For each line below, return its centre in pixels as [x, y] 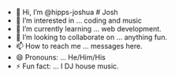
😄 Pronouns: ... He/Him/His [61, 57]
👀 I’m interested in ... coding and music [78, 20]
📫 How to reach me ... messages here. [79, 46]
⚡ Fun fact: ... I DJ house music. [67, 66]
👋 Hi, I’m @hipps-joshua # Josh [67, 12]
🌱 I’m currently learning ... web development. [88, 29]
